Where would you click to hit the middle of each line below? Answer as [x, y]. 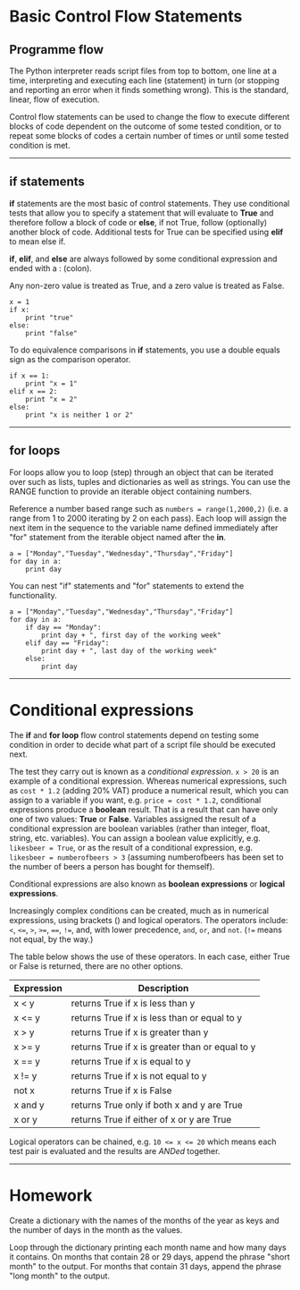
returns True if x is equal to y [131, 1061]
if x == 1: [29, 376]
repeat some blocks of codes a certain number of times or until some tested [149, 136]
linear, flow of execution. [54, 99]
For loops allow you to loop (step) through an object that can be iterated [142, 472]
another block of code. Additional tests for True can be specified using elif [146, 232]
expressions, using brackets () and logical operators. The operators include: [149, 920]
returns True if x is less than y [133, 1003]
